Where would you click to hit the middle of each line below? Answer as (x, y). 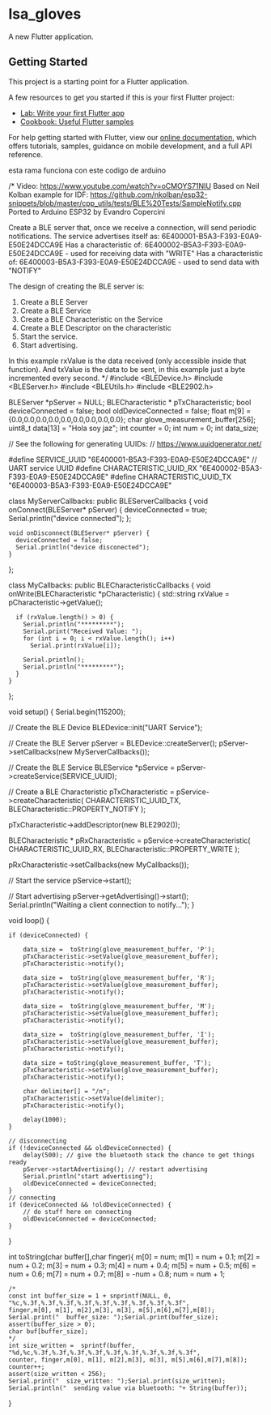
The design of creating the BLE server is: (76, 286)
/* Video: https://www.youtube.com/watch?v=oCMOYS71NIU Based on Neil (134, 186)
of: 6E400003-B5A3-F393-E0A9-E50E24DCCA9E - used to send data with (134, 262)
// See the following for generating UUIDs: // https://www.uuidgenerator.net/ (135, 443)
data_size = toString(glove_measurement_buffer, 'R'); (119, 977)
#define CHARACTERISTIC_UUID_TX (171, 477)
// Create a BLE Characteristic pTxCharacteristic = (92, 792)
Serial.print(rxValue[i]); (75, 645)
